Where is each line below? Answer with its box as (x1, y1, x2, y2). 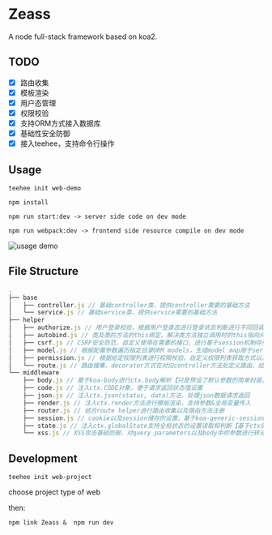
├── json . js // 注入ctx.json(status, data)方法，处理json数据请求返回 (23, 392, 250, 400)
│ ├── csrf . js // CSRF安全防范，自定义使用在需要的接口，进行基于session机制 (8, 338, 257, 347)
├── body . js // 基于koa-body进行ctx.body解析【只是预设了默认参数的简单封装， (23, 376, 269, 385)
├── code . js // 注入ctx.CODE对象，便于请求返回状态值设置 (23, 384, 203, 392)
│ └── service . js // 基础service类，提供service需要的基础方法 (8, 309, 218, 317)
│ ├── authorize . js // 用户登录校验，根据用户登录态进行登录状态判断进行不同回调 (8, 323, 265, 332)
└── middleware (8, 369, 60, 377)
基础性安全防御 (19, 129, 70, 139)
